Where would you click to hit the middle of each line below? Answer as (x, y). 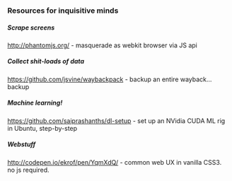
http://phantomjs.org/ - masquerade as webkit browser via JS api (103, 45)
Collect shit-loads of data (46, 62)
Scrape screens (31, 28)
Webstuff (22, 144)
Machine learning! (35, 103)
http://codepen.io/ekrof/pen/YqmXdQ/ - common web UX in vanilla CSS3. (115, 162)
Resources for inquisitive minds (63, 11)
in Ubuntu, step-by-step (42, 128)
